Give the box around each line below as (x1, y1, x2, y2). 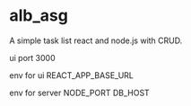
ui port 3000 (9, 52, 56, 63)
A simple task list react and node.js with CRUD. (9, 35, 183, 46)
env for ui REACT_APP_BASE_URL (9, 69, 135, 81)
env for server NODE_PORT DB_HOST (9, 87, 150, 98)
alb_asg (9, 5, 69, 26)
